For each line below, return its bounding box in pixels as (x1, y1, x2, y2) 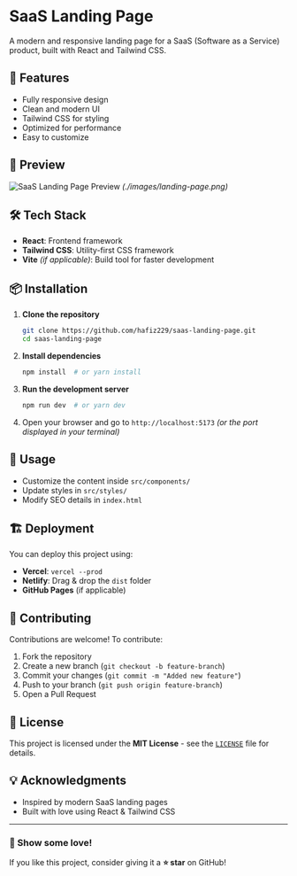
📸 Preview (9, 158, 65, 173)
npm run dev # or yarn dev (21, 400, 126, 409)
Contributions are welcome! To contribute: (9, 634, 164, 645)
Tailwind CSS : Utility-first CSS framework (21, 245, 174, 256)
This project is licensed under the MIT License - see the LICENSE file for (9, 738, 270, 748)
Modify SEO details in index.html (21, 494, 143, 505)
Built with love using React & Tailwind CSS (21, 806, 176, 817)
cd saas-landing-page (21, 335, 102, 344)
